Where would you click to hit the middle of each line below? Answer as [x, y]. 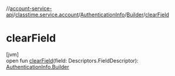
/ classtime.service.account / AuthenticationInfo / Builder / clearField [91, 15]
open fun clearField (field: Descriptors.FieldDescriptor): [73, 60]
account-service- [31, 8]
